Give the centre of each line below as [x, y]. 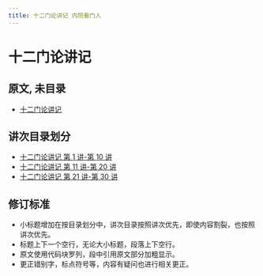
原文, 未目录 [37, 89]
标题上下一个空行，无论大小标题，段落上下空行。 [99, 244]
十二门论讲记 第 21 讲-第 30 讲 [69, 177]
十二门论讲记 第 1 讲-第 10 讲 [66, 157]
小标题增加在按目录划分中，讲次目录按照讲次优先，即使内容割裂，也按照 [137, 225]
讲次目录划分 [39, 136]
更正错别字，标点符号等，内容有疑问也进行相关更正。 [106, 264]
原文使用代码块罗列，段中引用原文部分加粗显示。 [99, 255]
